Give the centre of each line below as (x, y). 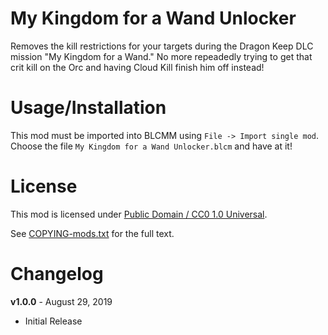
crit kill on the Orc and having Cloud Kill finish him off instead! (137, 67)
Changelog (57, 274)
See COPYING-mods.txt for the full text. (92, 233)
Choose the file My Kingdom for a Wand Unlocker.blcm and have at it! (151, 146)
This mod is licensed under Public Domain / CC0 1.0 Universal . (139, 214)
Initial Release (53, 321)
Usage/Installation (88, 108)
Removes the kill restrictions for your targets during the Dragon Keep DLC (162, 46)
